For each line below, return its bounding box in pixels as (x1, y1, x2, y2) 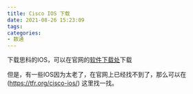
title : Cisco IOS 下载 (7, 10, 70, 17)
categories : (7, 29, 41, 37)
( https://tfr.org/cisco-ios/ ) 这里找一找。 (7, 79, 119, 87)
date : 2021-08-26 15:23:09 (7, 17, 85, 23)
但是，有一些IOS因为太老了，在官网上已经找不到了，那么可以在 (7, 70, 187, 79)
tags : (7, 23, 23, 30)
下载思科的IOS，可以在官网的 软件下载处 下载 (7, 56, 132, 64)
